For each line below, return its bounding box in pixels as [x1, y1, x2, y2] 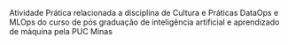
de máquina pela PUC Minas [9, 26, 113, 36]
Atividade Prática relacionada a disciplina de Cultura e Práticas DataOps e [9, 8, 279, 18]
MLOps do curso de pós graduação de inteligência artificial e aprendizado [9, 17, 280, 27]
